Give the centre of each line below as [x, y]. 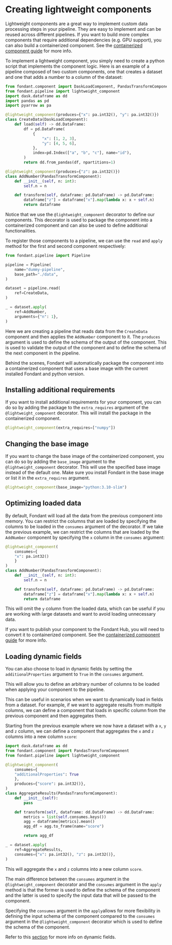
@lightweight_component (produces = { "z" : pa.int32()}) [63, 172]
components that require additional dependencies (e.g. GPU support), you [83, 40]
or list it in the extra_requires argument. [48, 478]
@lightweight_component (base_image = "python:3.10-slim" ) [66, 488]
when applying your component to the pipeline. [55, 689]
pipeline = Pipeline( [28, 265]
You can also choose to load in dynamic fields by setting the [69, 669]
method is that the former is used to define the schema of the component [83, 890]
